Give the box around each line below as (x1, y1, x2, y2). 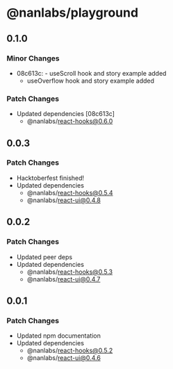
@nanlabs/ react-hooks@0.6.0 (26, 117, 113, 126)
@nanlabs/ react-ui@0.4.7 (26, 274, 101, 283)
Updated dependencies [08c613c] (16, 110, 115, 118)
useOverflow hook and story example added (26, 76, 154, 85)
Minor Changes (6, 54, 60, 63)
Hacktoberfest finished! (16, 174, 85, 182)
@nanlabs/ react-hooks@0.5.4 (26, 188, 113, 197)
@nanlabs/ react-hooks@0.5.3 (26, 268, 113, 276)
